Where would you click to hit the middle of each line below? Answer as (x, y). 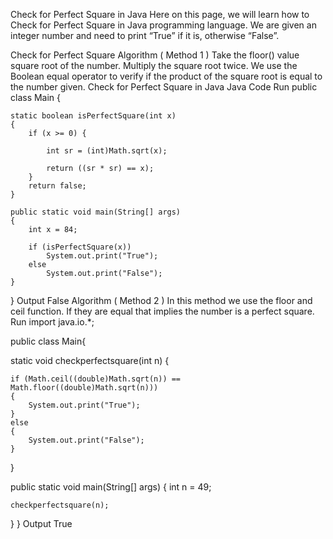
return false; (57, 186)
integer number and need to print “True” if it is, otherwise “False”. (145, 35)
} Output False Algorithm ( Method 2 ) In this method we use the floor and (161, 300)
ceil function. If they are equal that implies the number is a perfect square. (162, 311)
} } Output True (41, 523)
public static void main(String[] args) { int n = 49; (111, 487)
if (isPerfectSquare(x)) (80, 247)
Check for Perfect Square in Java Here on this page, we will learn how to (160, 14)
